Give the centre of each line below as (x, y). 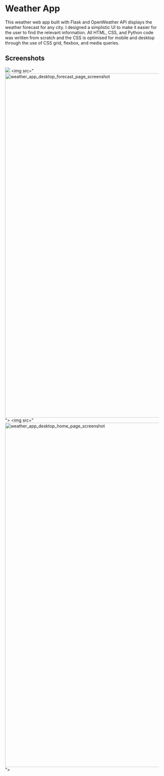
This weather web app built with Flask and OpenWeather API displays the (79, 22)
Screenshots (25, 59)
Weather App (32, 9)
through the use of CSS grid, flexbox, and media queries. (62, 43)
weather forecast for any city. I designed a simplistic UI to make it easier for (81, 27)
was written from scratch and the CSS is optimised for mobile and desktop (80, 38)
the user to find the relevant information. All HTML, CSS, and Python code (79, 32)
